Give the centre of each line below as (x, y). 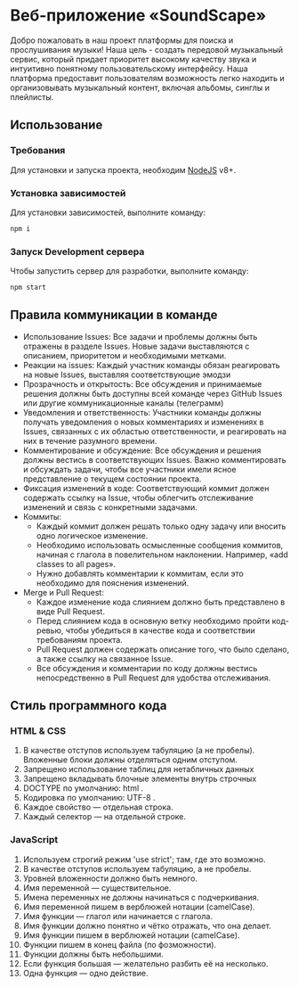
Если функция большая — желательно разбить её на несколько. (145, 963)
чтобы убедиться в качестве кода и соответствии (161, 630)
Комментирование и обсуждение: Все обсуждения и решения (142, 450)
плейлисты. (32, 97)
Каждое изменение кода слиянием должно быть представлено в (161, 602)
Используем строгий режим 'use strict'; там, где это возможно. (144, 859)
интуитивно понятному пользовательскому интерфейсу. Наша (129, 69)
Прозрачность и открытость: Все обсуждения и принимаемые (142, 383)
